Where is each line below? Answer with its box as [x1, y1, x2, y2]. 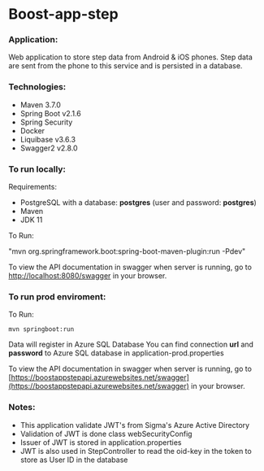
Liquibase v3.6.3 [19, 134, 76, 144]
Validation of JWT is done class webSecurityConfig [19, 429, 193, 438]
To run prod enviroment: [8, 291, 106, 302]
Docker [19, 125, 45, 135]
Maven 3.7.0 [19, 99, 61, 110]
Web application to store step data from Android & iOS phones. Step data [8, 52, 253, 62]
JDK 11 [19, 215, 43, 225]
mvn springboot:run [8, 325, 75, 334]
